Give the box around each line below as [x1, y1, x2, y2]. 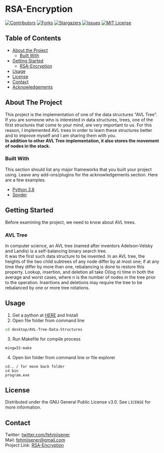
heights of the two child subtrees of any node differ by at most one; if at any [5, 258, 160, 264]
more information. [5, 404, 41, 411]
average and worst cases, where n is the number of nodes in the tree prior [5, 274, 156, 280]
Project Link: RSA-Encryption [5, 442, 64, 448]
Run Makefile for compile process [12, 336, 81, 342]
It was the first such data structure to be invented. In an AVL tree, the [5, 253, 145, 259]
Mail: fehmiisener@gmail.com [5, 437, 66, 443]
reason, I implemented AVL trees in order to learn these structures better [5, 127, 153, 133]
